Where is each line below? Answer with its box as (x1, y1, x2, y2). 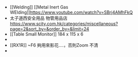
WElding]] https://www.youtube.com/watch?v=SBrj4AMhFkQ (9, 9, 133, 15)
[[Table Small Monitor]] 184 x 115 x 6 (9, 31, 84, 37)
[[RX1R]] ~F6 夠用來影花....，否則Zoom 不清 (9, 42, 99, 48)
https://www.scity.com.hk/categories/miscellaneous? (9, 21, 118, 27)
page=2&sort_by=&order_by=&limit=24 (9, 26, 90, 31)
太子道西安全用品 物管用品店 (9, 15, 68, 21)
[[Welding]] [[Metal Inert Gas (9, 4, 69, 10)
